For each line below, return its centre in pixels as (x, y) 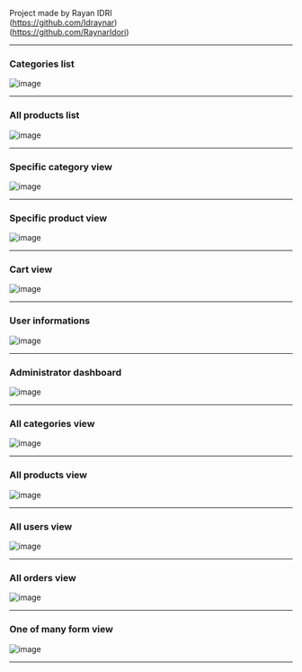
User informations (50, 321)
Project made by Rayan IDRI (61, 13)
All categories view (52, 424)
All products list (44, 115)
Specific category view (61, 167)
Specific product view (58, 218)
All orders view (43, 577)
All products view (49, 475)
